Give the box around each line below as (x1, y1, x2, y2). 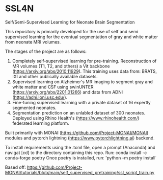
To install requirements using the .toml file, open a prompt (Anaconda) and (5, 144, 156, 150)
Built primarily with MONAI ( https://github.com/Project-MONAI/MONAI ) (5, 130, 149, 135)
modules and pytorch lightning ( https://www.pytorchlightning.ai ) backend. (5, 135, 155, 141)
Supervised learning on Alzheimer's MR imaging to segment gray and (12, 79, 153, 85)
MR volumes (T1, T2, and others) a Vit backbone (12, 63, 110, 69)
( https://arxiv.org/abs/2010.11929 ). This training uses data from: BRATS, (12, 68, 157, 74)
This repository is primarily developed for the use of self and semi (5, 28, 138, 34)
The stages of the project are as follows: (5, 48, 87, 54)
